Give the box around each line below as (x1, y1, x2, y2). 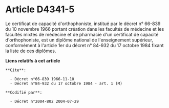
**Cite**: (5, 68, 27, 73)
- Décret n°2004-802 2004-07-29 (10, 99, 79, 104)
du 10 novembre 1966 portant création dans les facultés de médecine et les (5, 26, 164, 32)
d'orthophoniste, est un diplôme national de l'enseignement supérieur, (5, 37, 154, 43)
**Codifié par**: (5, 90, 43, 95)
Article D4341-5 (5, 4, 75, 15)
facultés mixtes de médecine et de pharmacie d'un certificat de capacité (5, 31, 159, 37)
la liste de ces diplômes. (5, 48, 56, 54)
